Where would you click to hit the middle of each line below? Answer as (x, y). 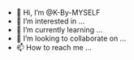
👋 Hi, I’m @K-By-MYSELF (58, 13)
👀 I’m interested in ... (50, 21)
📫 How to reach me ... (54, 47)
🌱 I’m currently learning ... (59, 30)
